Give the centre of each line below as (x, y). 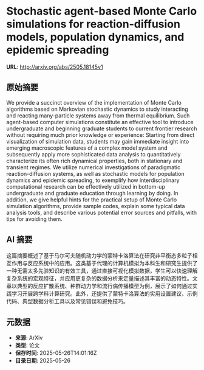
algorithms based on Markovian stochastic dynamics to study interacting (97, 109)
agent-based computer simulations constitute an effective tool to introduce (100, 122)
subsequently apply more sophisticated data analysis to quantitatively (93, 154)
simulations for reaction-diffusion (93, 24)
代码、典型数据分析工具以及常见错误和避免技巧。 (67, 301)
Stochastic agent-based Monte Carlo (102, 11)
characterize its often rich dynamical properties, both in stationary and (94, 161)
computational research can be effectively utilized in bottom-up (86, 186)
